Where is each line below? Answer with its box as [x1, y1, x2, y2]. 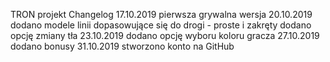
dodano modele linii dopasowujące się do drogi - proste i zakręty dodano [10, 19, 312, 31]
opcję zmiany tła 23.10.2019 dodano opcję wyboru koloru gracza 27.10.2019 [10, 30, 320, 41]
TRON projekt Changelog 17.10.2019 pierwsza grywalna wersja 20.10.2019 [10, 9, 313, 20]
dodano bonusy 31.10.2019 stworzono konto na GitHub [10, 40, 235, 52]
